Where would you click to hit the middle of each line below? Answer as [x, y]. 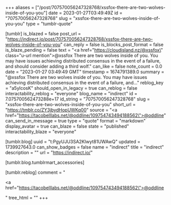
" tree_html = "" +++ [27, 198]
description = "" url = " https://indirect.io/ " [49, 152]
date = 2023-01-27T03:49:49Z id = [85, 13]
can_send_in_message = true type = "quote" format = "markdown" [76, 121]
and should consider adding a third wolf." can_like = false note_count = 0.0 [84, 66]
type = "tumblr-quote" [49, 24]
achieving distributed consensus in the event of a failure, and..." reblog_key [84, 83]
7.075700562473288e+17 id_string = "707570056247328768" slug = [78, 99]
